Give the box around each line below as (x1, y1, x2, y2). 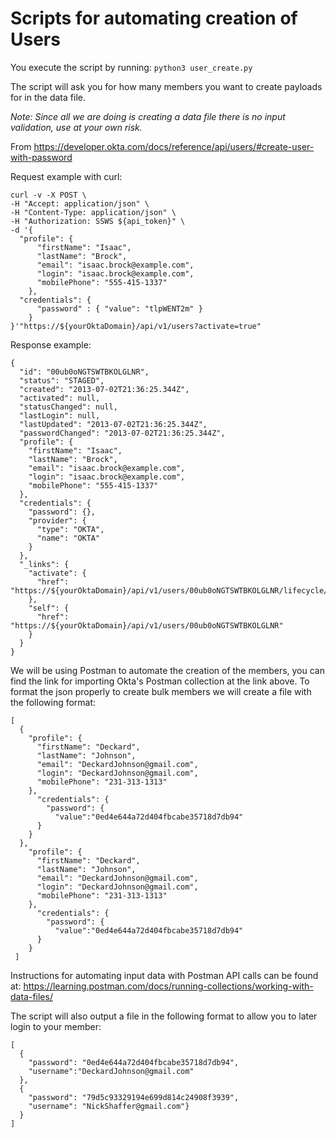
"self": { (28, 603, 70, 613)
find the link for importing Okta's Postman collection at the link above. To (10, 675, 310, 687)
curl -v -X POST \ (10, 190, 87, 200)
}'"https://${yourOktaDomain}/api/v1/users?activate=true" (10, 321, 262, 331)
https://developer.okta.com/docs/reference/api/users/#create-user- (33, 140, 315, 152)
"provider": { (28, 515, 87, 526)
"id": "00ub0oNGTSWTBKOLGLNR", (19, 367, 150, 377)
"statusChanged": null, (19, 402, 118, 412)
